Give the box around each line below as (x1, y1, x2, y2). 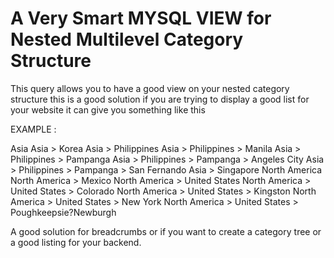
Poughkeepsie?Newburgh (10, 206, 117, 218)
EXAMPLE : (10, 123, 57, 135)
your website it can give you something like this (10, 103, 206, 116)
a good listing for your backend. (10, 236, 142, 248)
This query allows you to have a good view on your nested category (10, 82, 290, 94)
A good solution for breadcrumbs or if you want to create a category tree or (10, 225, 322, 237)
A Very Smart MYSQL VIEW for (10, 7, 272, 30)
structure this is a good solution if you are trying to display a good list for (10, 93, 310, 105)
